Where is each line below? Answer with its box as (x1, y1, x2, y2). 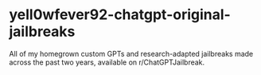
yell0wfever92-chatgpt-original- (9, 6, 232, 24)
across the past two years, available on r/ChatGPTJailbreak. (9, 57, 205, 67)
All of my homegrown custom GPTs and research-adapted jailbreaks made (9, 49, 254, 58)
